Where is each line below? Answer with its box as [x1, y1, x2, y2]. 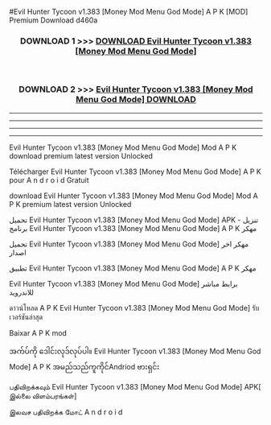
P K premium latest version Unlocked [9, 199, 132, 208]
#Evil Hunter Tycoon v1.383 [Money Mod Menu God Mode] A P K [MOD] [9, 7, 248, 16]
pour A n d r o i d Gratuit [9, 175, 89, 184]
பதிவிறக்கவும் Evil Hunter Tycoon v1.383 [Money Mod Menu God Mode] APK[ [9, 382, 261, 391]
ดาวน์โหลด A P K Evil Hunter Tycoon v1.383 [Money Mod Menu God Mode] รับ [9, 303, 260, 312]
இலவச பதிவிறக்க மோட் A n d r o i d [9, 406, 123, 417]
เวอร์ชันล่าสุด [9, 312, 43, 321]
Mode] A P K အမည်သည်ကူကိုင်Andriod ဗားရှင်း [9, 361, 160, 371]
